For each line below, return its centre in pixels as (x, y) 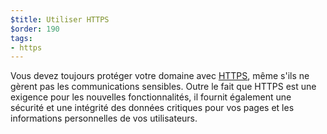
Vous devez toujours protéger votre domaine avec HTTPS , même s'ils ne (160, 76)
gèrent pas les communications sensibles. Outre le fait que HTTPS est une (163, 87)
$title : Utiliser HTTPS (60, 19)
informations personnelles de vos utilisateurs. (104, 118)
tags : (21, 38)
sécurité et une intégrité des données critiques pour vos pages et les (152, 108)
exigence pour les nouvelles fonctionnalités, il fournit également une (151, 97)
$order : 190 (35, 29)
